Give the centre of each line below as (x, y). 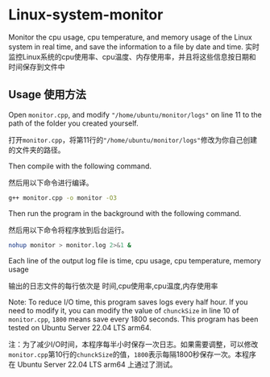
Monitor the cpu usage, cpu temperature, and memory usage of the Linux (130, 37)
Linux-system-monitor (86, 15)
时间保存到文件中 (37, 67)
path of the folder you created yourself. (73, 123)
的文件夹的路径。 (37, 150)
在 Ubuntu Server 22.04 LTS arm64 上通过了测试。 (93, 364)
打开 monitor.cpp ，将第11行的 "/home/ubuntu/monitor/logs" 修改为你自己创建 (133, 139)
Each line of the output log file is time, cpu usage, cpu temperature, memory (135, 260)
